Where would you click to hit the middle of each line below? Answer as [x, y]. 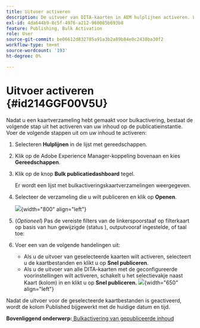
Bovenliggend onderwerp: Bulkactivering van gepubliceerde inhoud [90, 318]
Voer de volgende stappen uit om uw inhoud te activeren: [76, 132]
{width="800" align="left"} [54, 209]
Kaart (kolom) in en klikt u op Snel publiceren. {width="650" [101, 282]
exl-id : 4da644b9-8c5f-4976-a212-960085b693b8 [65, 23]
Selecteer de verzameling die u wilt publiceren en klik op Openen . [96, 197]
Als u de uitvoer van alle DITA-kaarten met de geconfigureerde [100, 269]
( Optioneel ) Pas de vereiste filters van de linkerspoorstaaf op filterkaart [102, 221]
